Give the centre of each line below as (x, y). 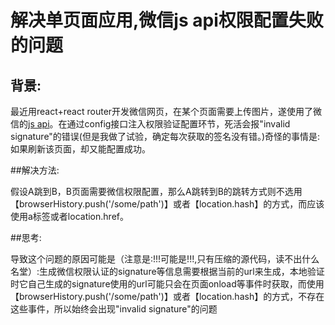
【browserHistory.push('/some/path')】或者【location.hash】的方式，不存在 (167, 296)
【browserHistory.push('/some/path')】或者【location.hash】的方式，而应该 (167, 204)
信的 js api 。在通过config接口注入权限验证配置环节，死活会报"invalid (150, 124)
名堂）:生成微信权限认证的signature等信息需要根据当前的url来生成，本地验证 (167, 271)
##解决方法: (35, 170)
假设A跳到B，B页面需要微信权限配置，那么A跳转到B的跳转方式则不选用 (156, 191)
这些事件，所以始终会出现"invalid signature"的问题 (114, 309)
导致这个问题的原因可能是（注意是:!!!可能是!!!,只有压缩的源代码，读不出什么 (165, 259)
